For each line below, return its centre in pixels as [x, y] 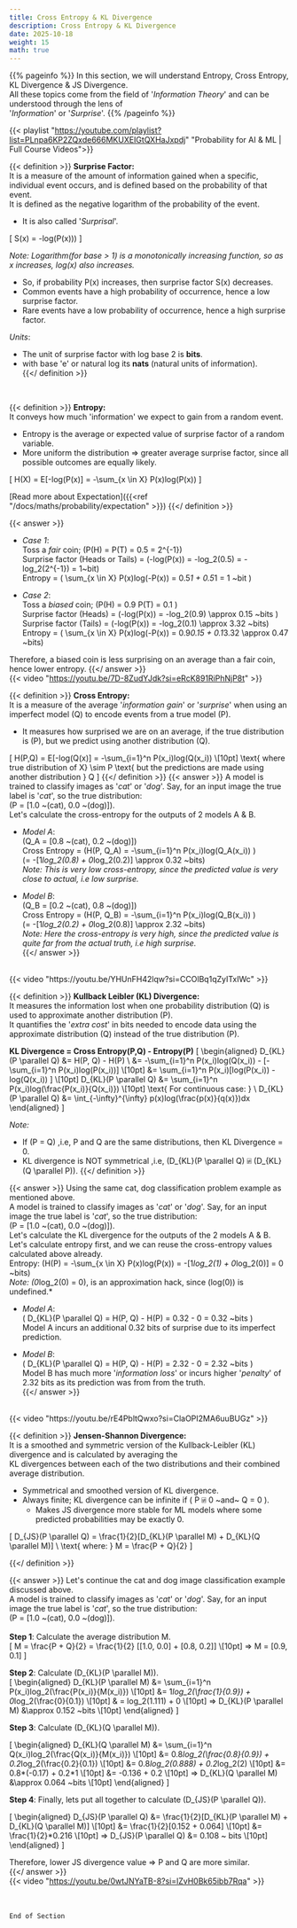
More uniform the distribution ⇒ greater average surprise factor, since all [155, 453]
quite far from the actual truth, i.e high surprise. [109, 943]
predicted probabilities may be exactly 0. [109, 1519]
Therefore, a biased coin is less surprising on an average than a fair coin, [142, 660]
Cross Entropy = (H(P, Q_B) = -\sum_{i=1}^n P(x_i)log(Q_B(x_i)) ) [139, 915]
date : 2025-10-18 [41, 34]
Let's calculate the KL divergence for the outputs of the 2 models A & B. [140, 1235]
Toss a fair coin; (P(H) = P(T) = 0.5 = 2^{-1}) [102, 550]
